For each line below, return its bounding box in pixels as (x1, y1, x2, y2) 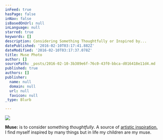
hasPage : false (5, 12, 36, 17)
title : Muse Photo (5, 52, 42, 57)
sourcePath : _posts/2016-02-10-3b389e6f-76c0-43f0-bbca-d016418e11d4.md (5, 61, 156, 66)
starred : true (5, 30, 34, 35)
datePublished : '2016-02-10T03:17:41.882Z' (5, 43, 95, 48)
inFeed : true (5, 7, 32, 12)
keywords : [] (5, 35, 32, 39)
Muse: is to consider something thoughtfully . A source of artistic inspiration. (5, 124, 158, 130)
